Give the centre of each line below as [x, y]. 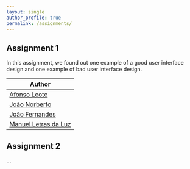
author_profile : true [34, 18]
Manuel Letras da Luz [40, 124]
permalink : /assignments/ [39, 23]
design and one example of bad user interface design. [74, 69]
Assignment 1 [33, 48]
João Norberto [30, 104]
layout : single [26, 12]
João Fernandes [33, 115]
